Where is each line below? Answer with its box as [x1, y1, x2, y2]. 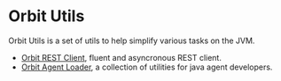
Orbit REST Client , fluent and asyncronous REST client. [20, 52, 222, 63]
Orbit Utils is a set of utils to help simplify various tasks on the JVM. [8, 35, 255, 46]
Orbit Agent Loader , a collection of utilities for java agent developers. [20, 62, 273, 72]
